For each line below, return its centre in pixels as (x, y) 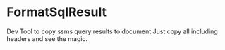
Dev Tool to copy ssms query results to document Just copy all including (112, 31)
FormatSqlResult (57, 12)
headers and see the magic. (47, 38)
